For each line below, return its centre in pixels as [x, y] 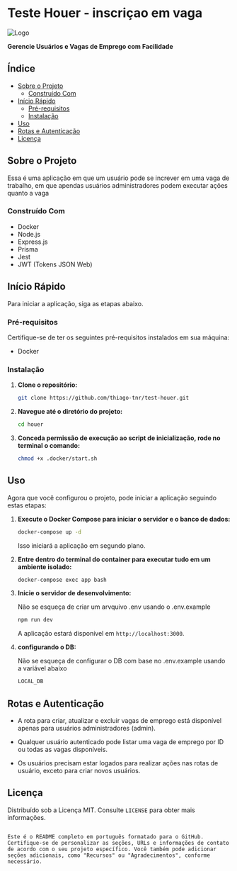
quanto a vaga [28, 193]
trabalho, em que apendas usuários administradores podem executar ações [117, 185]
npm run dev [35, 620]
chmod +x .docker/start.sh [57, 459]
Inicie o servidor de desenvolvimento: [74, 593]
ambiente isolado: [45, 567]
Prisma [28, 249]
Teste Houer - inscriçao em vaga [105, 13]
